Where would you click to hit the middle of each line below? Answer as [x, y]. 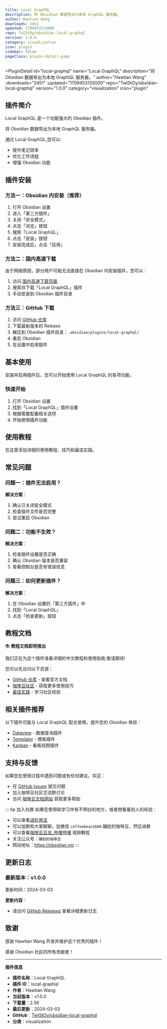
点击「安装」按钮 [30, 238]
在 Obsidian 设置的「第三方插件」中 [49, 603]
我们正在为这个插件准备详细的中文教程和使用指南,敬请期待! [65, 658]
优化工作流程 [25, 156]
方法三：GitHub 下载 [30, 308]
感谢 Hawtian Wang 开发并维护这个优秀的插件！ [54, 941]
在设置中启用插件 [30, 345]
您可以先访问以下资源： [29, 669]
